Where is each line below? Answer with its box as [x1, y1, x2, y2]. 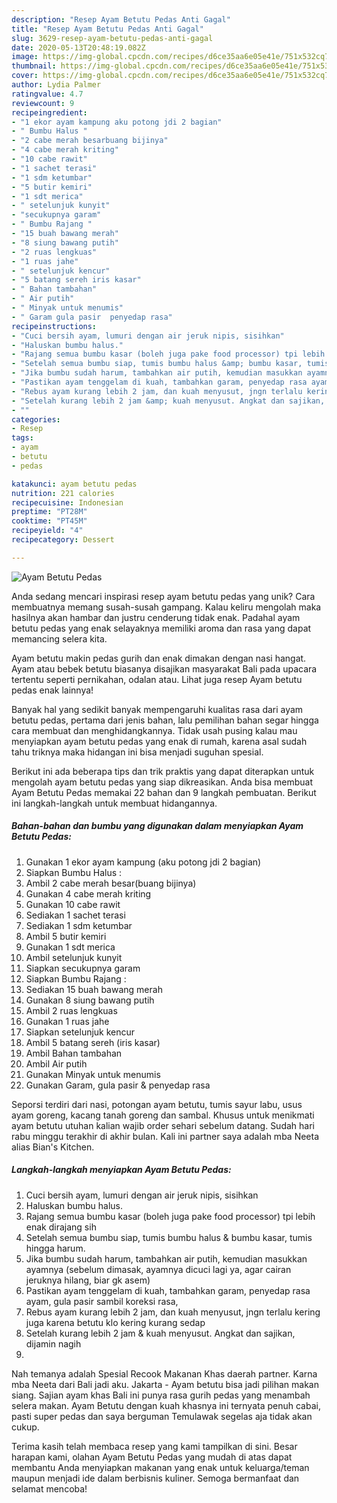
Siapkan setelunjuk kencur [25, 1026, 136, 1038]
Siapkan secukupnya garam [25, 962, 141, 974]
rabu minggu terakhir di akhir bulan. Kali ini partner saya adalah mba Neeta [11, 1130, 320, 1142]
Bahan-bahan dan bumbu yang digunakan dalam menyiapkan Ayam [11, 820, 304, 832]
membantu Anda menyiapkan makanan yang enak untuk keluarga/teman [11, 1461, 310, 1473]
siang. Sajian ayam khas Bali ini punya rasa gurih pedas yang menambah [11, 1389, 311, 1401]
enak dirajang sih [25, 1221, 97, 1233]
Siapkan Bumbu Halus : [25, 866, 123, 878]
